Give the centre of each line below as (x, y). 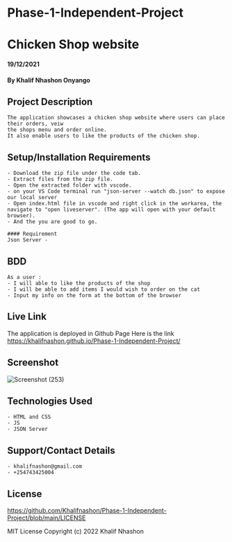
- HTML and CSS (29, 417)
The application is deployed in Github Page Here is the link (91, 333)
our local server (32, 198)
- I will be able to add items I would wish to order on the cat (103, 289)
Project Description (50, 102)
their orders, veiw (35, 124)
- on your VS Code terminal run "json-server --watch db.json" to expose (116, 192)
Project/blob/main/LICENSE (47, 518)
